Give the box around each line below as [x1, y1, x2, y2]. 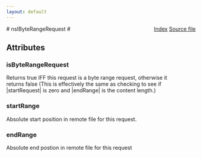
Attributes [6, 43, 45, 53]
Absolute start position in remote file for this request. [6, 115, 137, 123]
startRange [6, 102, 40, 110]
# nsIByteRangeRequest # [6, 25, 71, 32]
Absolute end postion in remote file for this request [6, 144, 132, 151]
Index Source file [154, 25, 196, 32]
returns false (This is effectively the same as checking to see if [6, 80, 162, 87]
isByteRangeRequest [6, 61, 69, 69]
